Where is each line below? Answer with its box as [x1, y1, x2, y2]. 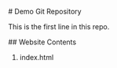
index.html [19, 53, 54, 62]
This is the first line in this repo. [8, 22, 110, 31]
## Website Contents [8, 37, 77, 47]
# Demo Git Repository [8, 7, 82, 16]
